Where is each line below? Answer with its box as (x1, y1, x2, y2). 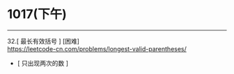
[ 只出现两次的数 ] (17, 59, 68, 67)
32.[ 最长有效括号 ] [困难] (7, 37, 80, 45)
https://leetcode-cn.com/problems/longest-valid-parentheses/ (7, 44, 187, 53)
